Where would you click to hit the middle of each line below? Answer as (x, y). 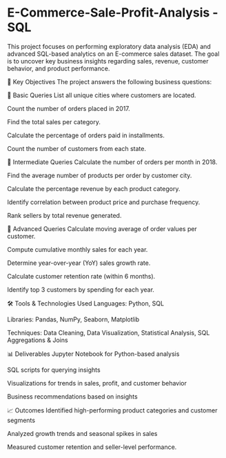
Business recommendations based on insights (72, 396)
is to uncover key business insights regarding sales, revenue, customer (108, 61)
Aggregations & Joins (38, 340)
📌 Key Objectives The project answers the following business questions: (110, 81)
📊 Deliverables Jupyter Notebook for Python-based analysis (93, 354)
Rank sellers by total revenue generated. (64, 215)
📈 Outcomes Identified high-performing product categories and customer (112, 410)
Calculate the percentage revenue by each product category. (94, 188)
